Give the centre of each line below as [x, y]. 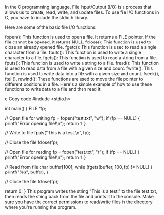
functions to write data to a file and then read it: [54, 89]
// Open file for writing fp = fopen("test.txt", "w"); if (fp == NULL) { [73, 118]
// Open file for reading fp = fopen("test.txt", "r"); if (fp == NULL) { [72, 152]
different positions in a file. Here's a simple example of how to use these [79, 84]
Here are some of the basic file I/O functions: [51, 27]
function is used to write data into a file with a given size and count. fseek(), [82, 73]
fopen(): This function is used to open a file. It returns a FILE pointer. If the [80, 37]
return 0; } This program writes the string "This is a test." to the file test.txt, [81, 191]
